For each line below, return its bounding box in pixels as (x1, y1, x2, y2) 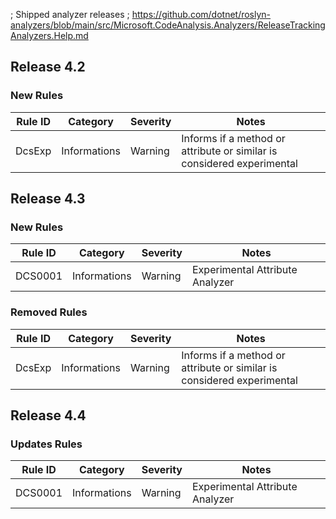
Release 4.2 (10, 59, 86, 76)
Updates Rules (10, 437, 83, 451)
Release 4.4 (10, 407, 87, 424)
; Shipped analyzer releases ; (10, 9, 130, 20)
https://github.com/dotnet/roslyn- (131, 9, 272, 20)
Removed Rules (10, 305, 88, 319)
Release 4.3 (10, 190, 86, 208)
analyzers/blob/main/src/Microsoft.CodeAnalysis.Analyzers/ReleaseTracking (10, 19, 326, 31)
